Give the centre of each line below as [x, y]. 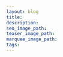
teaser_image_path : [31, 34]
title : [14, 17]
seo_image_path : [26, 28]
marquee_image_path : [32, 39]
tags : [13, 45]
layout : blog [22, 12]
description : [22, 23]
